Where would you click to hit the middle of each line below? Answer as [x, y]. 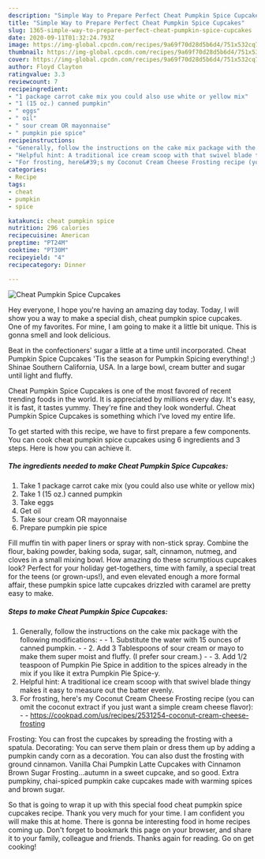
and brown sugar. [37, 789]
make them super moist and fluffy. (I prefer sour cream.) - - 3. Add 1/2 [133, 657]
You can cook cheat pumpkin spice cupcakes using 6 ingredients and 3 [124, 439]
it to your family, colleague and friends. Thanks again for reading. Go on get [131, 838]
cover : [19, 60]
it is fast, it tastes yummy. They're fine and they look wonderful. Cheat [122, 407]
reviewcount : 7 [33, 81]
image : [19, 45]
